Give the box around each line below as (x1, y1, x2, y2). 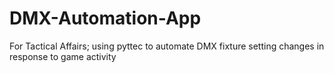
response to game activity (9, 50, 117, 62)
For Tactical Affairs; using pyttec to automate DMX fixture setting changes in (9, 40, 325, 52)
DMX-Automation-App (9, 7, 202, 30)
